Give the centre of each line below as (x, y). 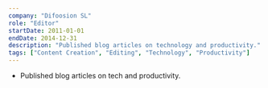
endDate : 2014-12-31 (43, 38)
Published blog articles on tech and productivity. (100, 76)
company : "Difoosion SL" (50, 16)
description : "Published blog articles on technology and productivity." (135, 46)
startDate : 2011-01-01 (46, 30)
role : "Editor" (34, 23)
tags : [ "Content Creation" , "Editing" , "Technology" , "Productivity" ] (129, 53)
